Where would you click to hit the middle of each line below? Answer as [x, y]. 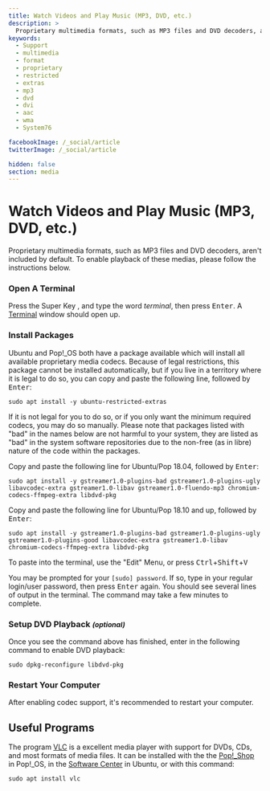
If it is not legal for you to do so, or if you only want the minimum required [130, 416]
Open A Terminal [42, 288]
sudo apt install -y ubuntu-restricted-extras [88, 402]
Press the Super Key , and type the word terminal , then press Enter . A [125, 306]
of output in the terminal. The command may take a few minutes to [119, 594]
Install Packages [41, 336]
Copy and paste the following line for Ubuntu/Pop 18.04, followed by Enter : [134, 466]
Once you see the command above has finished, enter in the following [124, 642]
